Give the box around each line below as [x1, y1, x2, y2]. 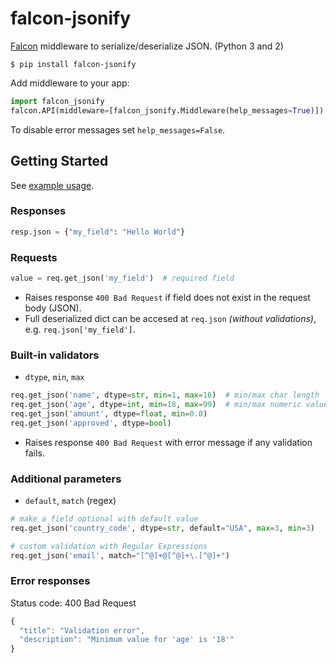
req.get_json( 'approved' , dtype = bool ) [10, 418, 172, 428]
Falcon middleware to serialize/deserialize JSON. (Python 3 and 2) [10, 40, 284, 52]
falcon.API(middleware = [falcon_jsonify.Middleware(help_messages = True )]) [10, 105, 325, 116]
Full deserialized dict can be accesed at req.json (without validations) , [24, 312, 317, 324]
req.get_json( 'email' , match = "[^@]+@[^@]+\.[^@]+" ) [10, 550, 230, 561]
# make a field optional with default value [10, 513, 199, 524]
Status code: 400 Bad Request [10, 597, 137, 609]
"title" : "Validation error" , [19, 625, 145, 636]
